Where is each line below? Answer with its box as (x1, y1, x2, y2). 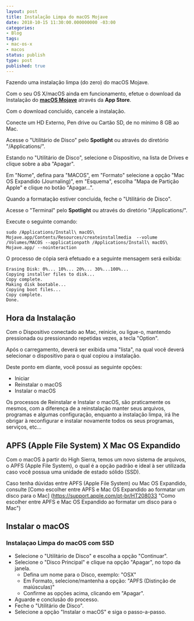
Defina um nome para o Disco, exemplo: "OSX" (23, 571, 137, 578)
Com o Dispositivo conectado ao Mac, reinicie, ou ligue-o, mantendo (6, 329, 171, 336)
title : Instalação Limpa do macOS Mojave (6, 14, 108, 20)
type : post (6, 57, 33, 63)
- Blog (6, 30, 22, 36)
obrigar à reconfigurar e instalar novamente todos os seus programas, (6, 418, 175, 425)
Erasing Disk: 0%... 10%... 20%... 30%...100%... (6, 267, 129, 272)
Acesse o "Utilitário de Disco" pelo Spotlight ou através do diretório (6, 137, 169, 144)
